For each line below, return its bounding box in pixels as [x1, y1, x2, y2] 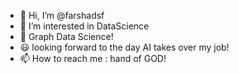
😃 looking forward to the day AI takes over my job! [19, 41, 230, 53]
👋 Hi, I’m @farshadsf [19, 10, 105, 21]
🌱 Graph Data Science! [19, 31, 114, 42]
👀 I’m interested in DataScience [19, 20, 150, 32]
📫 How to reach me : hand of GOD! [19, 53, 167, 64]
